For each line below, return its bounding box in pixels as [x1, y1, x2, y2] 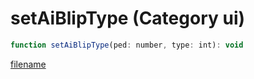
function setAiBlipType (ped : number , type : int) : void [10, 40, 244, 50]
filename [10, 58, 47, 70]
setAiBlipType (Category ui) [10, 7, 246, 30]
